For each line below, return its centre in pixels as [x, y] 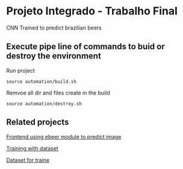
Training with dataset [32, 148]
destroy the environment [54, 56]
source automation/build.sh [42, 81]
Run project [20, 70]
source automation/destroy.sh [44, 103]
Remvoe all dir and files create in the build [58, 93]
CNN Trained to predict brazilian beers [54, 28]
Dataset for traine [28, 160]
